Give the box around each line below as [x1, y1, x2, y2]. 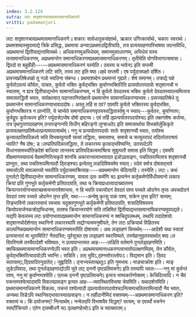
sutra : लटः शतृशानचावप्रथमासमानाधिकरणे [6, 14, 80, 20]
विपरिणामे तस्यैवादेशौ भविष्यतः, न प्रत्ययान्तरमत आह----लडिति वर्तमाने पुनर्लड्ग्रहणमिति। [6, 239, 166, 246]
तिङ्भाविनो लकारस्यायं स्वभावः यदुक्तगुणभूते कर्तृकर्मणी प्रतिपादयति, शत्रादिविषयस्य [6, 200, 153, 207]
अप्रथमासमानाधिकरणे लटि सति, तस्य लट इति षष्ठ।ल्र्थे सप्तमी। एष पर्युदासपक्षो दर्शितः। [6, 68, 165, 75]
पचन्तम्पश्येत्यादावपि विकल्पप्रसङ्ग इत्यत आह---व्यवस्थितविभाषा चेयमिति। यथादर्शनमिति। [6, 278, 169, 285]
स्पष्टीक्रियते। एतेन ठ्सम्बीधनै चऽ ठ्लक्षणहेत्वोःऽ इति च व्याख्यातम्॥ [6, 305, 126, 312]
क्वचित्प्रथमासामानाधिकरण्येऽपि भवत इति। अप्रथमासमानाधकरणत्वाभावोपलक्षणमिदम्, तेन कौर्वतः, [6, 246, 177, 253]
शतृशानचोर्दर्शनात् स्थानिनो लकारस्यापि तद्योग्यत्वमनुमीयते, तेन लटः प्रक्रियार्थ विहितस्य [6, 220, 160, 227]
